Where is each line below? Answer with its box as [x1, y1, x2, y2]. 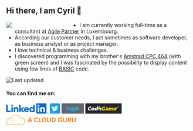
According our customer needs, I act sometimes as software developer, [14, 33, 188, 41]
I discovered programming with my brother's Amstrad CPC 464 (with [14, 52, 181, 59]
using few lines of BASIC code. [14, 65, 90, 72]
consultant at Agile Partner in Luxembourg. [14, 28, 118, 35]
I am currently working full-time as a [79, 21, 167, 28]
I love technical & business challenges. [14, 46, 109, 53]
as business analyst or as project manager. [14, 40, 118, 47]
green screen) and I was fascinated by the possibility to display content [14, 59, 188, 66]
